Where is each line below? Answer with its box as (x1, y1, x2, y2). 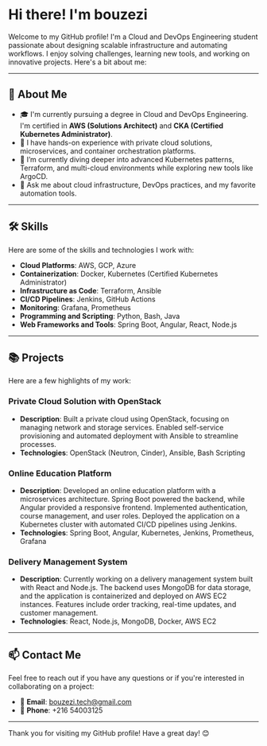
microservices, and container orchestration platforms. (19, 146, 196, 156)
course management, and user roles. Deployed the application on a (19, 511, 240, 520)
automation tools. (19, 188, 77, 198)
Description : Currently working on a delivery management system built (19, 574, 253, 584)
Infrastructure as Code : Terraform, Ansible (19, 286, 161, 295)
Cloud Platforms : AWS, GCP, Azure (19, 260, 137, 270)
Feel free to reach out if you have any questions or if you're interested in (8, 674, 245, 683)
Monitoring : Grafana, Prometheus (19, 302, 131, 312)
